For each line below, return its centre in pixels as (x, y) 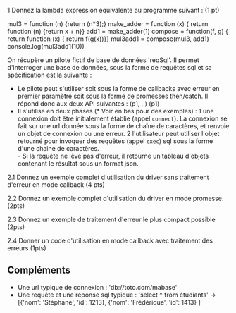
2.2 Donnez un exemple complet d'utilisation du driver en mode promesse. (116, 198)
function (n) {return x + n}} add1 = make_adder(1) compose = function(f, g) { (118, 31)
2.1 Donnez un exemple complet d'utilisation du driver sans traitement (108, 177)
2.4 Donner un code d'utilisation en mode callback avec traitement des (110, 240)
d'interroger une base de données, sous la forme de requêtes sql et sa (110, 67)
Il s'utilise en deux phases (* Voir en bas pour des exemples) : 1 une (116, 111)
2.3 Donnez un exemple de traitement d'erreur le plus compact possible (112, 219)
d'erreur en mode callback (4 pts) (56, 185)
